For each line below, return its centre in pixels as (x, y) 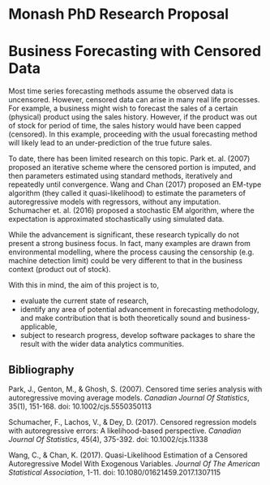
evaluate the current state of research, (84, 301)
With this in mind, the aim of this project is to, (84, 285)
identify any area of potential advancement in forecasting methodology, (139, 310)
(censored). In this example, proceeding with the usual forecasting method (133, 134)
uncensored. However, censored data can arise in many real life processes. (134, 100)
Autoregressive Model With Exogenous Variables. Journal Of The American (135, 463)
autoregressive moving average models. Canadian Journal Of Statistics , (129, 397)
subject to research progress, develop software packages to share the (137, 336)
